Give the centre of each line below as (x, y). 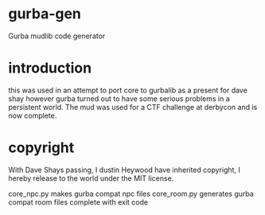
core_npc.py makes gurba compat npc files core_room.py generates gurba (131, 193)
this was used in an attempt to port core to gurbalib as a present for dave (128, 90)
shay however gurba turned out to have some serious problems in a (119, 98)
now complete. (33, 115)
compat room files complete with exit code (78, 202)
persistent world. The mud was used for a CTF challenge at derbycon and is (133, 107)
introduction (50, 68)
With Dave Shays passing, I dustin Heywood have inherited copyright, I (125, 170)
